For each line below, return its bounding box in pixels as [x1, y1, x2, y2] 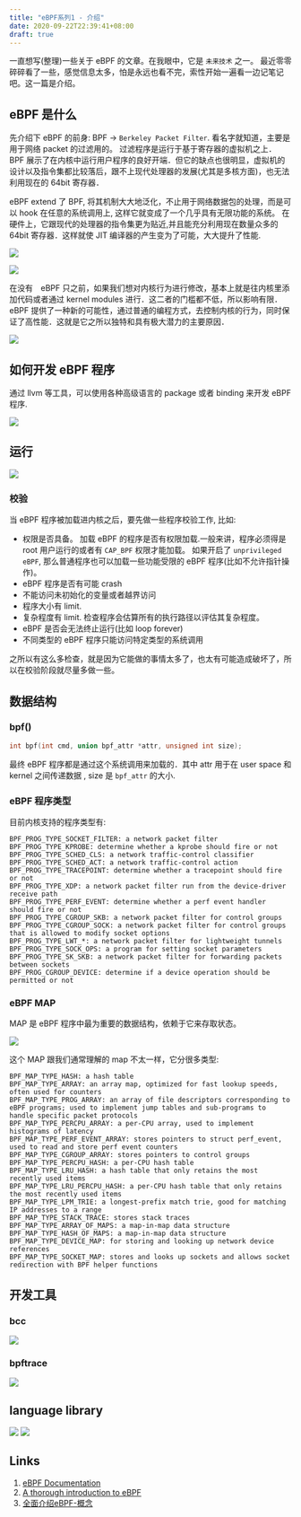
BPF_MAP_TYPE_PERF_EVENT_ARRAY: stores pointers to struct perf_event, [9, 1135, 282, 1144]
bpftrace [9, 1356, 47, 1369]
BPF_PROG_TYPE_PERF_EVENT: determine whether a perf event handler [9, 897, 267, 907]
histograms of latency [9, 1127, 94, 1136]
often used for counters [9, 1088, 102, 1097]
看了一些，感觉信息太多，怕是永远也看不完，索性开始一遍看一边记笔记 [24, 66, 284, 77]
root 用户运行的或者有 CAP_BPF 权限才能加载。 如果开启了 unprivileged [21, 545, 282, 556]
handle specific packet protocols [9, 1111, 139, 1120]
